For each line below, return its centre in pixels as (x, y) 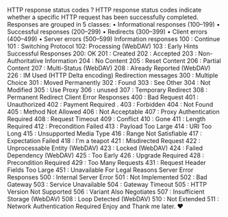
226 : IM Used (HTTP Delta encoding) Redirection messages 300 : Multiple (113, 75)
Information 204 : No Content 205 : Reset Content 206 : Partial (133, 61)
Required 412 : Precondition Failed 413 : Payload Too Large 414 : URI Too (110, 126)
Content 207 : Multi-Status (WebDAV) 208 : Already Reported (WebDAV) (109, 68)
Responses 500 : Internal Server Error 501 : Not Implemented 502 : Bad (107, 177)
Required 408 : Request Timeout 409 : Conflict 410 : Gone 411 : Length (106, 119)
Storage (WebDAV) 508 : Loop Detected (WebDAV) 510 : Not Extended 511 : (113, 199)
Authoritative (25, 61)
